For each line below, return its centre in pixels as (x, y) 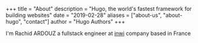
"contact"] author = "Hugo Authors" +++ (74, 21)
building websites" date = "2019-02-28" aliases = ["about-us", (84, 15)
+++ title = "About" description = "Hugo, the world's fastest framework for (99, 9)
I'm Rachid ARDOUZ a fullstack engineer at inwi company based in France (98, 33)
